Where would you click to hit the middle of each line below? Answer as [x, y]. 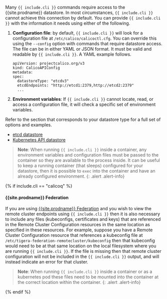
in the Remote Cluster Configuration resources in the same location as [78, 225]
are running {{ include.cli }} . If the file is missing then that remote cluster [83, 251]
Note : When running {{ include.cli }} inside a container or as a [85, 272]
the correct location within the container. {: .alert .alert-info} [79, 282]
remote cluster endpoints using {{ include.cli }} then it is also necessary [83, 214]
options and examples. [29, 125]
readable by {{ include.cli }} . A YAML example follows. [72, 54]
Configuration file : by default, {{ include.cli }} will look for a [77, 33]
